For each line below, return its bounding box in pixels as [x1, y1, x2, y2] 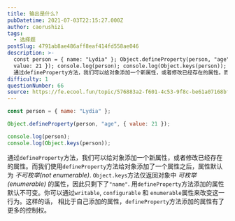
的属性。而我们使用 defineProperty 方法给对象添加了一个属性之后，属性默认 [7, 162, 223, 170]
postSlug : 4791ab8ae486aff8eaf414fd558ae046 [7, 43, 139, 50]
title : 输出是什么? [7, 10, 59, 18]
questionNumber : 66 [7, 82, 64, 89]
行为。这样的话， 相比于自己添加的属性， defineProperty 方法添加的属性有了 [7, 197, 225, 206]
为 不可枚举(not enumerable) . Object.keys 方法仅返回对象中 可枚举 [7, 170, 197, 179]
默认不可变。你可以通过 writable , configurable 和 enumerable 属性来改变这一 [7, 188, 225, 196]
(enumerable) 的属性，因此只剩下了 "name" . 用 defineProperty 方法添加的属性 [7, 180, 225, 188]
